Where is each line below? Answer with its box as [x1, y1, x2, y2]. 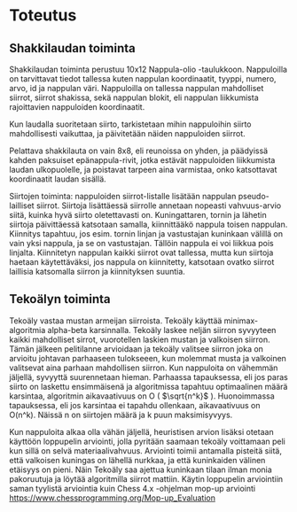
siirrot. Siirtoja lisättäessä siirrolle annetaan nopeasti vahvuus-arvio [35, 200, 282, 211]
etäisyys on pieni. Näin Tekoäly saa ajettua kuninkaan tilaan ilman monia [9, 464, 272, 475]
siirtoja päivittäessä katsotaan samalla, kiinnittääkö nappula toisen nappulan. [9, 219, 288, 229]
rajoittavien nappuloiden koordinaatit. [9, 102, 145, 112]
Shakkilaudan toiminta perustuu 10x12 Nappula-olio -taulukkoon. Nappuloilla [9, 64, 288, 74]
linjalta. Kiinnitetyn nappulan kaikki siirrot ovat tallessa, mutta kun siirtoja [9, 247, 274, 258]
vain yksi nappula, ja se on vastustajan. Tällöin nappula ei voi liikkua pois [9, 238, 274, 248]
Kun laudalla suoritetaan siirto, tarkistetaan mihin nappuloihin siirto [9, 119, 252, 129]
